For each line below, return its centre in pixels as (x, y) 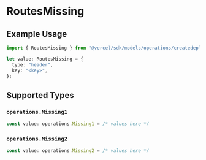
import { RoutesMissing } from (46, 48)
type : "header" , (32, 65)
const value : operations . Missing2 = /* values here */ (78, 151)
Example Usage (37, 34)
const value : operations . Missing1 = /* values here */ (78, 124)
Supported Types (40, 95)
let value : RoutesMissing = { (45, 59)
